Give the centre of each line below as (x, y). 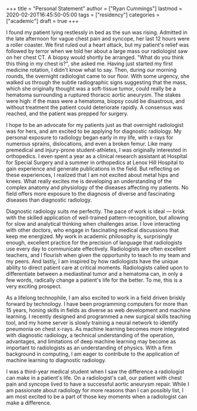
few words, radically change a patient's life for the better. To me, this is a (94, 280)
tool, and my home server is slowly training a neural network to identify (92, 323)
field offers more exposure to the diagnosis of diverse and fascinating (91, 194)
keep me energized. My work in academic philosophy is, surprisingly (89, 236)
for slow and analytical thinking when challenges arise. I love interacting (93, 224)
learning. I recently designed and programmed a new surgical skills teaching (98, 316)
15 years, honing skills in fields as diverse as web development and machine (98, 310)
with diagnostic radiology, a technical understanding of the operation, (90, 335)
